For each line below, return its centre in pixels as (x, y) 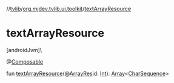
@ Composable (25, 61)
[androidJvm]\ (24, 50)
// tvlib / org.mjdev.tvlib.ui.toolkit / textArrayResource (69, 9)
